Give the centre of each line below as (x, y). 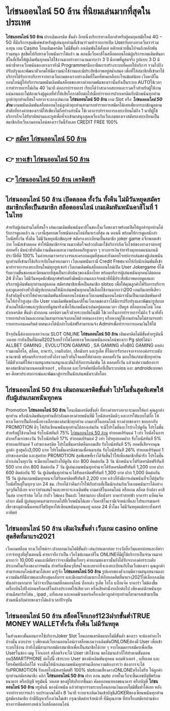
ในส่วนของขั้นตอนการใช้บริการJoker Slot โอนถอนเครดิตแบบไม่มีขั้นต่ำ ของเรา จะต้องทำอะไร (83, 636)
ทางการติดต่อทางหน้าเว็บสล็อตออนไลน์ (38, 704)
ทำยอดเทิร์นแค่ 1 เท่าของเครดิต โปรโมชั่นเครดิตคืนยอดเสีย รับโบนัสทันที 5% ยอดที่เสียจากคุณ (83, 444)
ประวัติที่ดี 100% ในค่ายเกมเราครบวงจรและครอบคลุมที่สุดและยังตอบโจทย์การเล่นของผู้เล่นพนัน (84, 255)
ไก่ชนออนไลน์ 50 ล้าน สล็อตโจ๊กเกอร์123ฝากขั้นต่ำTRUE (78, 616)
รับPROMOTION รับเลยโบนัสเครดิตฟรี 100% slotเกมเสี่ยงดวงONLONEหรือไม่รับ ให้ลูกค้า (84, 670)
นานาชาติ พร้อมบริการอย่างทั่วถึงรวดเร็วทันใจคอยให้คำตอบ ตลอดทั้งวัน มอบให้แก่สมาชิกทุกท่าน (83, 356)
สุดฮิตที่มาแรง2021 (30, 536)
